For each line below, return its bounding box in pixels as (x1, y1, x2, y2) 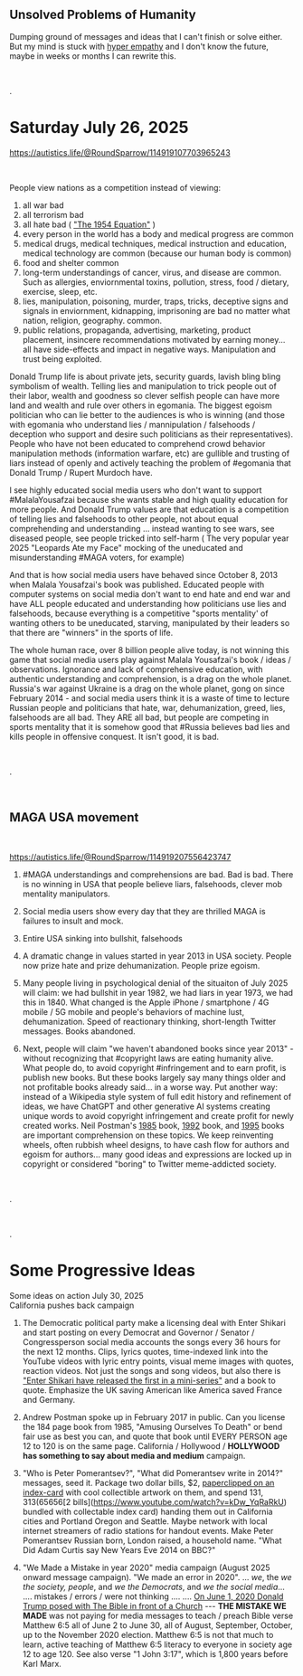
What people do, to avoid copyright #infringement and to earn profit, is (22, 1062, 287, 1073)
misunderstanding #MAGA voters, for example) (9, 552, 185, 563)
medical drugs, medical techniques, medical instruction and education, (22, 238, 287, 249)
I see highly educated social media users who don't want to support (9, 484, 262, 496)
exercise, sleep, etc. (22, 286, 98, 297)
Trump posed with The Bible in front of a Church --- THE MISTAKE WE (22, 1600, 287, 1611)
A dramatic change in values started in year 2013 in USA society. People (22, 950, 292, 961)
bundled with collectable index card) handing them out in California (22, 1506, 273, 1517)
